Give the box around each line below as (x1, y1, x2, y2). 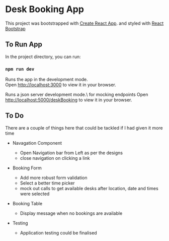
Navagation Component (12, 140, 62, 146)
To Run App (5, 40, 43, 49)
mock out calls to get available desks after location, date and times (20, 185, 158, 191)
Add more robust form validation (20, 174, 88, 180)
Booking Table (12, 200, 43, 206)
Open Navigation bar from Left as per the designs (20, 150, 123, 156)
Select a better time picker (20, 180, 75, 186)
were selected (20, 191, 50, 197)
